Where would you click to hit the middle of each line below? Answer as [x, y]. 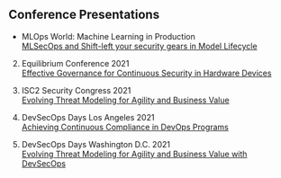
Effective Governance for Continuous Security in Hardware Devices [146, 73]
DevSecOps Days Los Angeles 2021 [88, 117]
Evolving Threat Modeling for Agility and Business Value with [134, 154]
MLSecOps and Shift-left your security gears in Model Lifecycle [139, 46]
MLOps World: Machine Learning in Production [108, 36]
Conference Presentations [84, 15]
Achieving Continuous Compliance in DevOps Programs [125, 127]
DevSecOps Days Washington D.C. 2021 [95, 144]
